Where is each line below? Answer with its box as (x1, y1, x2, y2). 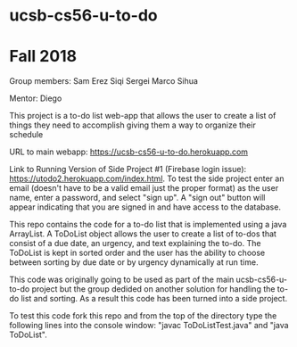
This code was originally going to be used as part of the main (9, 274, 235, 285)
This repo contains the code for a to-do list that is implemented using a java (9, 219, 287, 230)
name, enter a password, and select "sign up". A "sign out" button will (9, 193, 266, 203)
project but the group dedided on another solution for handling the (31, 284, 276, 294)
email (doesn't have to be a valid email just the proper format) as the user (9, 183, 279, 194)
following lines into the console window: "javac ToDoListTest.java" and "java (9, 320, 289, 331)
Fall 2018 (9, 46, 78, 67)
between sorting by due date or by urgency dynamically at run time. (9, 257, 259, 268)
